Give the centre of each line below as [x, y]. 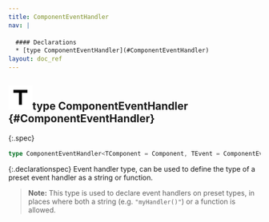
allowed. [42, 210]
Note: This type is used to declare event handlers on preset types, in [141, 192]
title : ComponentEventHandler [59, 17]
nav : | [19, 25]
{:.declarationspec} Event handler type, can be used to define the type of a [132, 168]
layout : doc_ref [35, 59]
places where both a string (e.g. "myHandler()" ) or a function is [132, 201]
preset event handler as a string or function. [81, 177]
